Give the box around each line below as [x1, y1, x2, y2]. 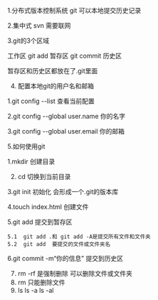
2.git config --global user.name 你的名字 [7, 112, 126, 120]
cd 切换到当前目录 [17, 173, 71, 181]
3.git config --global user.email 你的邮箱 [7, 127, 125, 135]
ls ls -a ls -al [17, 286, 54, 294]
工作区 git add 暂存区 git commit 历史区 [7, 52, 122, 60]
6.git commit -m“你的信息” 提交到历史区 [7, 255, 123, 262]
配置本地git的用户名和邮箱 [17, 82, 95, 90]
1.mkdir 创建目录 [7, 157, 56, 166]
